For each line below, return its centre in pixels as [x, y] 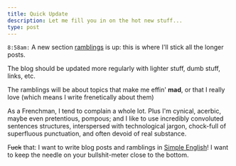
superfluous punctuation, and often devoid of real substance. [97, 134]
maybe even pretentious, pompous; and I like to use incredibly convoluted [116, 118]
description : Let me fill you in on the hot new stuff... [95, 21]
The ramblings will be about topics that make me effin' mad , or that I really [116, 90]
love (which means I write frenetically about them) [81, 97]
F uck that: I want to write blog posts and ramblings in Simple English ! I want [118, 148]
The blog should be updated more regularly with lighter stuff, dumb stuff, [114, 69]
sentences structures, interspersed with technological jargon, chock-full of [117, 126]
